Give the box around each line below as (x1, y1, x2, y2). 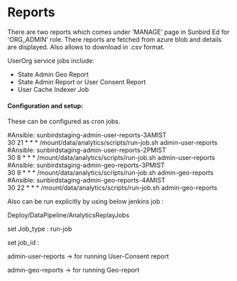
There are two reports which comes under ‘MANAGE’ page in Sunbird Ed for (7, 28, 230, 36)
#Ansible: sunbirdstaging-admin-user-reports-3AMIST (7, 131, 167, 139)
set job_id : (7, 239, 40, 247)
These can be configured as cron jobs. (7, 117, 121, 126)
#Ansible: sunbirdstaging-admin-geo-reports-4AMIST (7, 176, 165, 185)
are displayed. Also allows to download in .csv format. (7, 42, 165, 51)
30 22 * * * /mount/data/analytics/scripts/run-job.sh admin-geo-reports (7, 183, 218, 192)
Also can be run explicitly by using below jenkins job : (7, 197, 164, 206)
